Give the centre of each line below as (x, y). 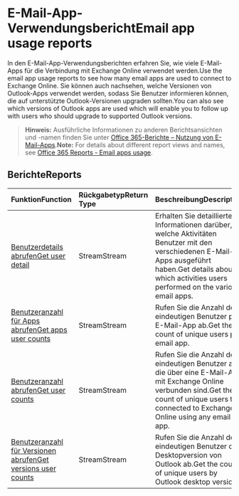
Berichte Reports (44, 175)
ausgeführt (192, 260)
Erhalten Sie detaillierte (194, 216)
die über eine (177, 372)
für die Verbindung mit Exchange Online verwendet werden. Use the (123, 70)
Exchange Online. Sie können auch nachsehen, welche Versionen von (110, 85)
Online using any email (193, 416)
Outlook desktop (183, 482)
